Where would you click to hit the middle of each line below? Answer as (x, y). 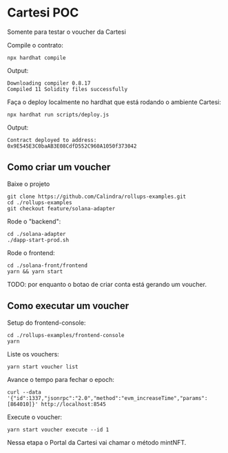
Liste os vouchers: (33, 354)
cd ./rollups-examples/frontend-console (66, 335)
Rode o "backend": (34, 221)
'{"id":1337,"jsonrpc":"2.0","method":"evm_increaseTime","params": (107, 398)
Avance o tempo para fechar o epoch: (61, 379)
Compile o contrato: (35, 45)
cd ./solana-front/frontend (48, 265)
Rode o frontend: (31, 252)
